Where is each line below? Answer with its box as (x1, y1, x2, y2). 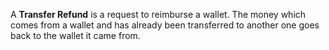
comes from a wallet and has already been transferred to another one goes (10, 19, 320, 31)
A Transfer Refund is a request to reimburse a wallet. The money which (10, 9, 307, 20)
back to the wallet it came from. (10, 30, 141, 41)
